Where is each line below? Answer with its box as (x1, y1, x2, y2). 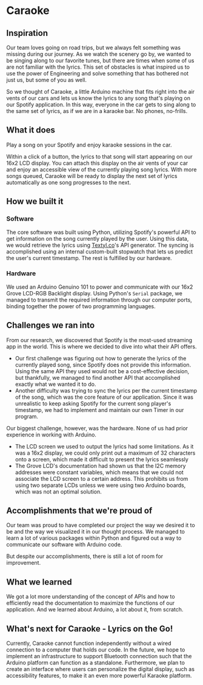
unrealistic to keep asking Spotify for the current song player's (15, 399, 171, 407)
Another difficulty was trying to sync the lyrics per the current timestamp (15, 387, 198, 394)
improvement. (6, 559, 41, 566)
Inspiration (6, 28, 48, 38)
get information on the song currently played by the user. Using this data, (6, 235, 189, 242)
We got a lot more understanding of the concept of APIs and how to (6, 593, 175, 601)
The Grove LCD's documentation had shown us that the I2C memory (15, 462, 186, 469)
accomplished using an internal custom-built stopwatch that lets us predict (6, 247, 193, 255)
